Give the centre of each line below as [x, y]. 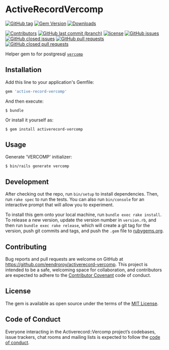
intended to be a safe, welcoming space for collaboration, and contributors [83, 270]
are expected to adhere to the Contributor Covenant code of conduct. [78, 275]
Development [27, 182]
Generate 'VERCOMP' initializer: [39, 157]
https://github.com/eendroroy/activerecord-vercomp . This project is [76, 265]
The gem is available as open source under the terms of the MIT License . [82, 303]
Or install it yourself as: [29, 120]
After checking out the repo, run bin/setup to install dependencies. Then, [82, 194]
